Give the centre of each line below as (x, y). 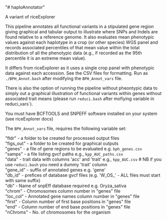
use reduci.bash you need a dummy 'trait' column (56, 165)
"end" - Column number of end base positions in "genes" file (68, 207)
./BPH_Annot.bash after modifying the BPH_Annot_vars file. (64, 78)
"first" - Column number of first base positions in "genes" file (68, 202)
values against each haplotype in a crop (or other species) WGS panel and (82, 42)
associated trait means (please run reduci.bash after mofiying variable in (80, 99)
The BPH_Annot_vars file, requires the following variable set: (66, 128)
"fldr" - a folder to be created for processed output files (62, 138)
